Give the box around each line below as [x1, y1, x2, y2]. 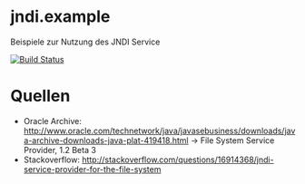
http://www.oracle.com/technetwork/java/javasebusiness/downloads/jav [23, 125, 296, 136]
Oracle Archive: [23, 115, 83, 126]
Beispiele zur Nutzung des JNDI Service [10, 36, 161, 47]
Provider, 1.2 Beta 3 [23, 144, 96, 155]
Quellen [10, 86, 71, 106]
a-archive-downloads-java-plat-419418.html [23, 134, 189, 146]
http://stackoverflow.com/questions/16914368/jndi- [82, 154, 275, 165]
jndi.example [10, 6, 111, 27]
